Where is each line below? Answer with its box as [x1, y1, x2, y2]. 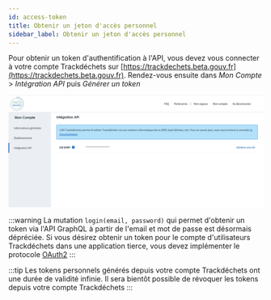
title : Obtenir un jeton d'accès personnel [8, 21, 158, 30]
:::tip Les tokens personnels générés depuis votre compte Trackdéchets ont [8, 265, 260, 275]
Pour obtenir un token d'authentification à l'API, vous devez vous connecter [8, 53, 260, 63]
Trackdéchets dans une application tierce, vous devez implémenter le [8, 241, 240, 251]
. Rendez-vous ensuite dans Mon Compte [124, 70, 262, 80]
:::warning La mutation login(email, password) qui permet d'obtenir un [8, 215, 245, 225]
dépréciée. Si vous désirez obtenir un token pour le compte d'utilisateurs [8, 232, 251, 242]
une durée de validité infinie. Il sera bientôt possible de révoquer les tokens [8, 273, 259, 283]
